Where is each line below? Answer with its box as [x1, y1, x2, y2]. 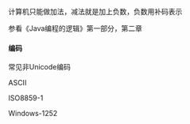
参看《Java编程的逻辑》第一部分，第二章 [8, 24, 143, 33]
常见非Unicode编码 [8, 62, 72, 72]
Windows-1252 [8, 109, 58, 118]
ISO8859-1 [8, 93, 44, 103]
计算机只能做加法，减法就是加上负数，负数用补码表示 [8, 7, 183, 16]
